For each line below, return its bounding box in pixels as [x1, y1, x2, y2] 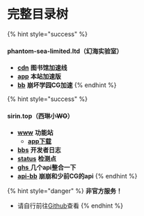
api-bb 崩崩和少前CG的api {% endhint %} [17, 172, 138, 180]
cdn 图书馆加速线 [17, 63, 67, 72]
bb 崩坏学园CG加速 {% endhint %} [17, 81, 117, 89]
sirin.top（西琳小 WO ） [7, 111, 74, 120]
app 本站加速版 [17, 72, 61, 81]
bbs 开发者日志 [17, 146, 61, 154]
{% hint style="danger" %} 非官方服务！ [7, 187, 123, 195]
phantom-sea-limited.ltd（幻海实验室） [7, 47, 123, 55]
